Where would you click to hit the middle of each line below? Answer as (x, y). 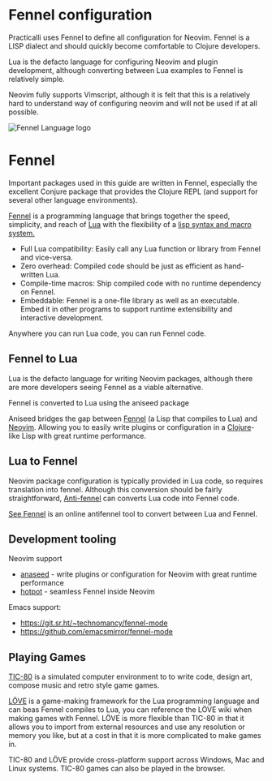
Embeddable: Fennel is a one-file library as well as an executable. (130, 300)
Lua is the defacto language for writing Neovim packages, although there (131, 378)
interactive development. (62, 317)
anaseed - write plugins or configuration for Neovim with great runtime (138, 574)
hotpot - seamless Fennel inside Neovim (88, 592)
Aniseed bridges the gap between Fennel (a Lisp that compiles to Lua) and (133, 418)
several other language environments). (73, 200)
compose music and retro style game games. (84, 685)
